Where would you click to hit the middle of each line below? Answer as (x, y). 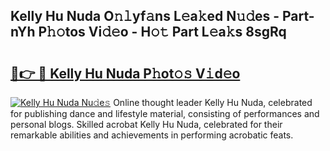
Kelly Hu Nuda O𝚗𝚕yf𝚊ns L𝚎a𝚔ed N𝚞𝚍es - (145, 16)
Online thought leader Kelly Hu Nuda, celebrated (213, 102)
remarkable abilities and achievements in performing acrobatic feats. (152, 135)
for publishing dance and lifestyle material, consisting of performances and (165, 113)
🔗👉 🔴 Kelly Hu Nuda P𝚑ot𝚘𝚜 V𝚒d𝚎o (125, 73)
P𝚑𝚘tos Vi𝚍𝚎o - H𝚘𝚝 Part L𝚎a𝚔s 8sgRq (162, 32)
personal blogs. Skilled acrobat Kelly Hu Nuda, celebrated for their (146, 124)
